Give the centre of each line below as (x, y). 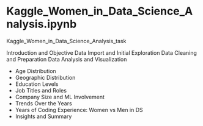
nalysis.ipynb (42, 24)
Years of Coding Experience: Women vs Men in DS (79, 110)
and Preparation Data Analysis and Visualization (67, 59)
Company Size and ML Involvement (60, 97)
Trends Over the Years (43, 103)
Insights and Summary (43, 116)
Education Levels (37, 84)
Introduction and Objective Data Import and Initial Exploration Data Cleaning (102, 52)
